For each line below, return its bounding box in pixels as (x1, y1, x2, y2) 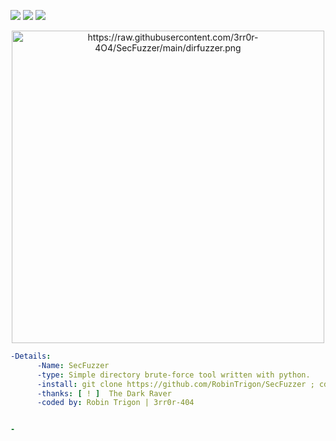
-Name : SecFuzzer (36, 360, 110, 370)
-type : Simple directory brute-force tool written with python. (36, 370, 311, 380)
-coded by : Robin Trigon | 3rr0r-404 (36, 398, 195, 408)
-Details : (10, 351, 52, 361)
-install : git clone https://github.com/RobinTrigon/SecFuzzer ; (36, 379, 315, 389)
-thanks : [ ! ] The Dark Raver (36, 388, 172, 399)
